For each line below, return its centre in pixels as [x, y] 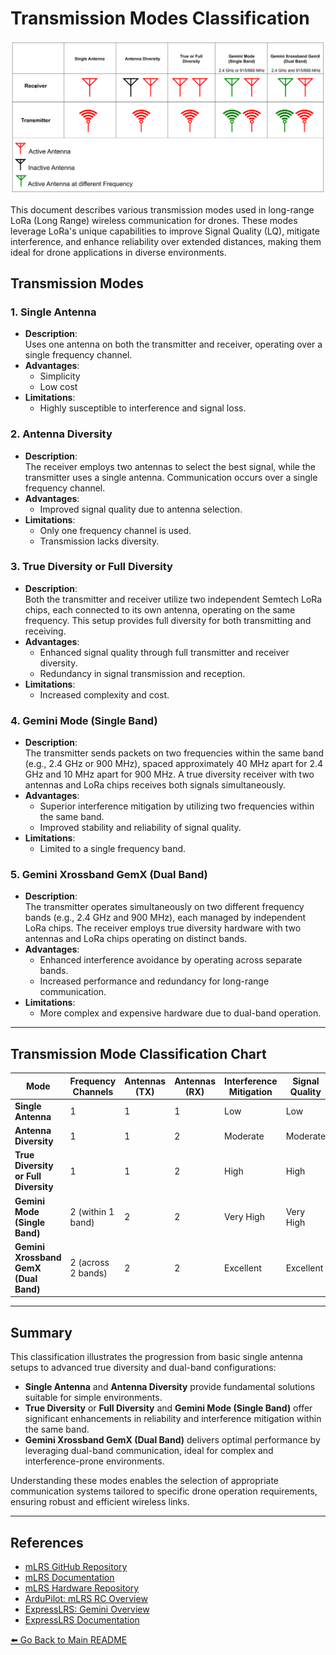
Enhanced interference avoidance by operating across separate [171, 960]
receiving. [45, 631]
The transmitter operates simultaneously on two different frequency [164, 907]
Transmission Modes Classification [160, 18]
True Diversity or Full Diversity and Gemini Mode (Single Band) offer [168, 1408]
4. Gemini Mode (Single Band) [84, 720]
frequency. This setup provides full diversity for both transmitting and [168, 620]
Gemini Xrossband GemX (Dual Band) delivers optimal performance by [172, 1440]
